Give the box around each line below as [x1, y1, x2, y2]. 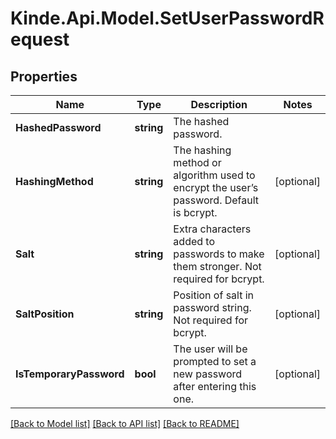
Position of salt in [173, 288, 255, 302]
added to [173, 235, 216, 248]
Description [190, 98, 248, 111]
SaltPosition [15, 307, 75, 321]
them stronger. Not [173, 260, 262, 273]
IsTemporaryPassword [15, 367, 125, 381]
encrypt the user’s [173, 181, 259, 194]
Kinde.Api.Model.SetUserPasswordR [10, 7, 325, 30]
